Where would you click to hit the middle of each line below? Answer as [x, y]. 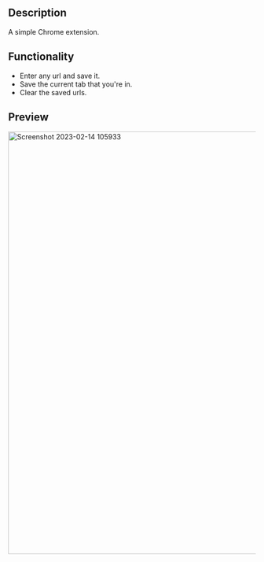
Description [37, 13]
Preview [29, 117]
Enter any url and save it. [60, 76]
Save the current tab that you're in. [76, 84]
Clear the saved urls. [53, 92]
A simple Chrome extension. [54, 31]
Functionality [41, 57]
